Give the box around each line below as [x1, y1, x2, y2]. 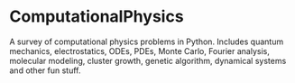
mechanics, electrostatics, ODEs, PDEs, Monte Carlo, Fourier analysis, [9, 45, 271, 56]
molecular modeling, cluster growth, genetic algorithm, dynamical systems [9, 55, 287, 66]
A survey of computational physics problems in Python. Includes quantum [9, 36, 284, 47]
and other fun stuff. [9, 65, 81, 76]
